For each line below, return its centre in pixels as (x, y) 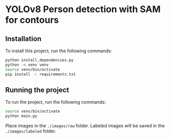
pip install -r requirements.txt (41, 74)
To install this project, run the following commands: (59, 51)
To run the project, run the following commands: (56, 102)
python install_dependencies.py (39, 60)
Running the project (37, 90)
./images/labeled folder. (31, 131)
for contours (32, 20)
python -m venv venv (27, 65)
